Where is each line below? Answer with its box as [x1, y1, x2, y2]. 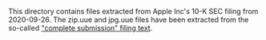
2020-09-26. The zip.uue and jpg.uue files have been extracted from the [8, 15, 249, 24]
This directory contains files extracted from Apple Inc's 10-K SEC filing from [8, 7, 259, 16]
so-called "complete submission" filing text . [8, 24, 153, 32]
